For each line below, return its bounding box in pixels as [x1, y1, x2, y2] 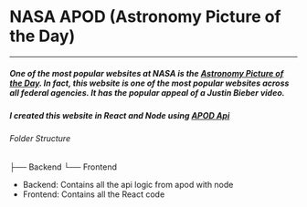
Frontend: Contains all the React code [22, 189, 165, 200]
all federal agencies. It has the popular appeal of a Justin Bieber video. [9, 87, 285, 98]
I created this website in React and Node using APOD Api [9, 109, 230, 120]
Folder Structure [9, 133, 71, 144]
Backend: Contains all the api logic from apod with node [22, 179, 234, 190]
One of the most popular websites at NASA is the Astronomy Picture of [9, 67, 284, 78]
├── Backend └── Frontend [9, 161, 117, 172]
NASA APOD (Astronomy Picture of [9, 6, 281, 27]
